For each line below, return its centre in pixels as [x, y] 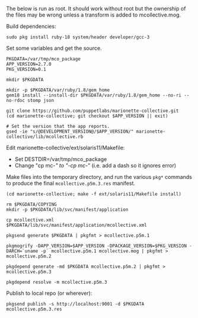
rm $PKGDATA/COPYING [32, 204]
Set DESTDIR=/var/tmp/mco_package [61, 159]
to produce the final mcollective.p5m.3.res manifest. [71, 183]
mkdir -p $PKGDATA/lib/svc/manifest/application [67, 210]
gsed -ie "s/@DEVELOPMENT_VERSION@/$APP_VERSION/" [70, 131]
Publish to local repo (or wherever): [49, 293]
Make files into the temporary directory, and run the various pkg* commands [99, 177]
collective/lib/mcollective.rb [45, 137]
